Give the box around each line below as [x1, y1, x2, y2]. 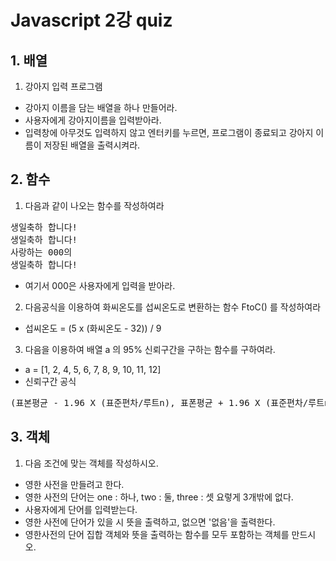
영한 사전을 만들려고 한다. [24, 478, 125, 490]
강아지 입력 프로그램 [24, 81, 103, 92]
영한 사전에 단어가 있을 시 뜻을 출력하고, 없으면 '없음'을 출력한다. [24, 516, 276, 528]
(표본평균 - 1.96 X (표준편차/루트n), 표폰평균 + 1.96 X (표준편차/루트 [10, 397, 325, 408]
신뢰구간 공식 [24, 375, 77, 387]
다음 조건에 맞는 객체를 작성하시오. [24, 457, 159, 469]
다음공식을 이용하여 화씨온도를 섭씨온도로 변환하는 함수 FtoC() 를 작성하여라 [24, 301, 322, 313]
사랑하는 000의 [10, 246, 73, 258]
